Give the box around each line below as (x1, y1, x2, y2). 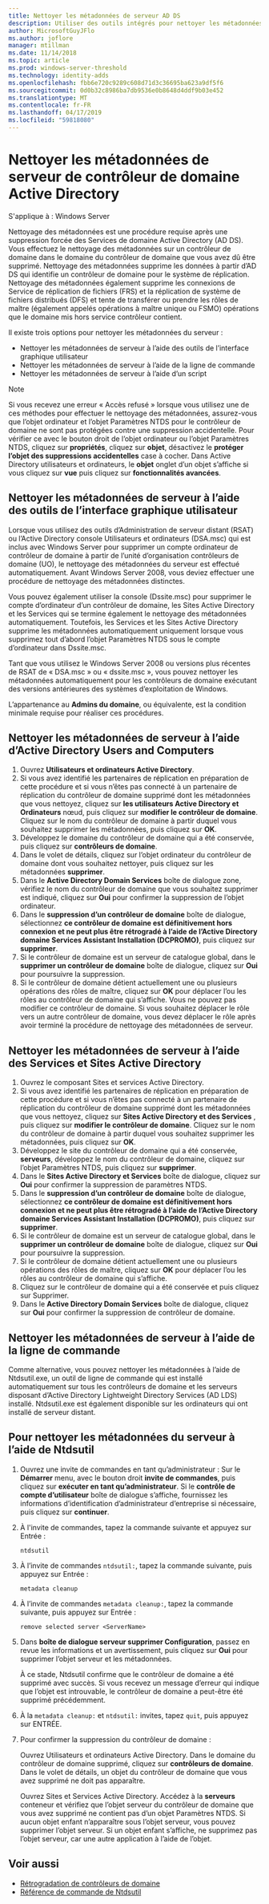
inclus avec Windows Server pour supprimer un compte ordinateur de (8, 542, 239, 552)
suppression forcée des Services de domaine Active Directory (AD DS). (8, 235, 244, 245)
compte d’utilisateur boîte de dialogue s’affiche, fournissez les (19, 1489, 228, 1500)
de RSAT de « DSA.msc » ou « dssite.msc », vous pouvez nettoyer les (8, 666, 239, 676)
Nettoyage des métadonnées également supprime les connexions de (8, 277, 236, 287)
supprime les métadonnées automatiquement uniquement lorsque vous (8, 626, 244, 635)
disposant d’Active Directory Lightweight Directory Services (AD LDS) (8, 1391, 238, 1400)
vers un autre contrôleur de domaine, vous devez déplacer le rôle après (19, 1012, 256, 1022)
